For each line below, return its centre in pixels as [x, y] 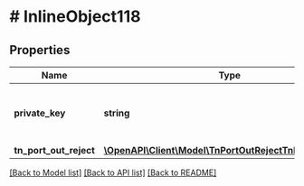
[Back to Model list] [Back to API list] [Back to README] [113, 172]
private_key [40, 113]
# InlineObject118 [75, 17]
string [117, 113]
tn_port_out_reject [54, 150]
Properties [40, 50]
